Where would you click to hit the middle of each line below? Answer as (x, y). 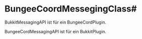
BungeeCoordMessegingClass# (71, 9)
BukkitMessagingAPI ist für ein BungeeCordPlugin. (55, 22)
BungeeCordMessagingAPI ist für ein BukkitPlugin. (55, 31)
